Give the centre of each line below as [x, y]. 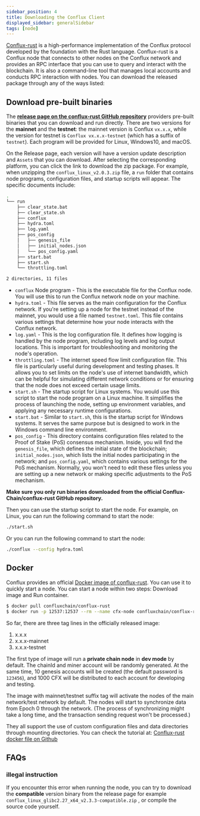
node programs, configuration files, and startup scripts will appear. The [93, 179]
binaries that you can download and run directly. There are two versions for [99, 123]
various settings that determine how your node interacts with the [94, 322]
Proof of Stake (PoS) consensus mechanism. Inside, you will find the [99, 443]
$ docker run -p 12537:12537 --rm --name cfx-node [70, 611]
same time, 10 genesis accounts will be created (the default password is [95, 671]
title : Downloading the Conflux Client [56, 17]
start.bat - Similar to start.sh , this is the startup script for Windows [99, 417]
